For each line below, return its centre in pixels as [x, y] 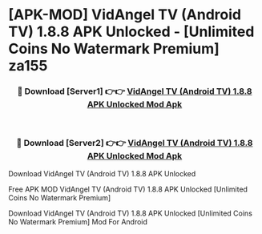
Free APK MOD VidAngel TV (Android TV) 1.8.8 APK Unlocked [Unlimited [128, 189]
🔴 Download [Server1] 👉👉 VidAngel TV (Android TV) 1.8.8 [135, 91]
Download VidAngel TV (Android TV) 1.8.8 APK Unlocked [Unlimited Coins [130, 213]
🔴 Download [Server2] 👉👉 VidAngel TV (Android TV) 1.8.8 [135, 143]
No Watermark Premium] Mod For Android [78, 221]
